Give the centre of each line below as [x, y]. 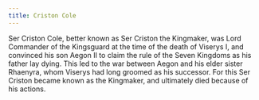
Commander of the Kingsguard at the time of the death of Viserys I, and [126, 46]
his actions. [27, 89]
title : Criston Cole [43, 15]
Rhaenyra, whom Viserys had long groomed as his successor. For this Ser [129, 71]
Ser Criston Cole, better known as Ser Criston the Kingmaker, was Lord [125, 38]
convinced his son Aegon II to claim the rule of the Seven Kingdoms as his [130, 55]
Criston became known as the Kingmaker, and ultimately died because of [128, 80]
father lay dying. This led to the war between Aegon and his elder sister [126, 63]
